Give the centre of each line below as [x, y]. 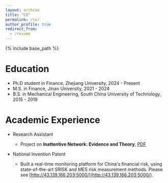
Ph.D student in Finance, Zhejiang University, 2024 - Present [76, 83]
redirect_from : [21, 29]
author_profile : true [28, 24]
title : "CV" [18, 15]
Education [27, 69]
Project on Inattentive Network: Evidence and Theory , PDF [83, 144]
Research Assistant [33, 134]
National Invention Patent [39, 154]
